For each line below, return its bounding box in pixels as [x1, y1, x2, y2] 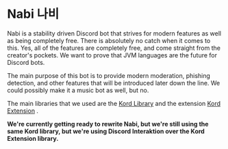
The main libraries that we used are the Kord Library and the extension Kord [7, 99, 221, 107]
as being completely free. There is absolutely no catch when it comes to [7, 36, 211, 44]
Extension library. [7, 134, 59, 142]
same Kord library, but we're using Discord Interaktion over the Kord [7, 127, 205, 135]
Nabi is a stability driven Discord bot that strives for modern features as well [7, 29, 221, 38]
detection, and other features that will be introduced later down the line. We [7, 79, 220, 87]
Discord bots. [7, 58, 45, 66]
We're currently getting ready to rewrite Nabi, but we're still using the [7, 120, 209, 128]
